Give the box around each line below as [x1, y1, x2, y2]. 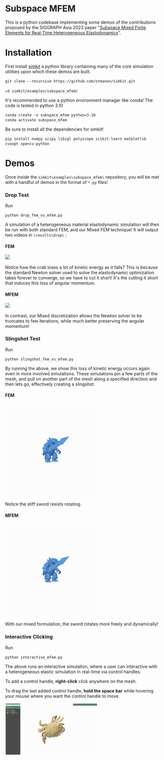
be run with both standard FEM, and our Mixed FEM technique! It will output [5, 227, 159, 233]
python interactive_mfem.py [5, 654, 63, 660]
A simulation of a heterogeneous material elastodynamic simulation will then [5, 221, 160, 227]
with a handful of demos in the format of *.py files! [5, 179, 108, 185]
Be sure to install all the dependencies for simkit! [5, 126, 104, 132]
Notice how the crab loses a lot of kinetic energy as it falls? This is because [5, 264, 158, 270]
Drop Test [5, 191, 29, 198]
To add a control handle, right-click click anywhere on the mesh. [5, 678, 137, 684]
